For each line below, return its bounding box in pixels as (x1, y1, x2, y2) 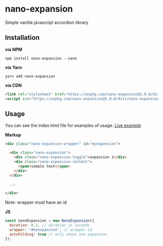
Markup (5, 132, 21, 138)
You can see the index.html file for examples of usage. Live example (5, 123, 142, 128)
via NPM (5, 46, 23, 52)
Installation (5, 34, 40, 42)
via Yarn (5, 64, 22, 70)
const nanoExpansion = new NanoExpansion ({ (5, 218, 95, 223)
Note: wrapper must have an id (5, 199, 67, 205)
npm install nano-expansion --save (5, 56, 77, 61)
